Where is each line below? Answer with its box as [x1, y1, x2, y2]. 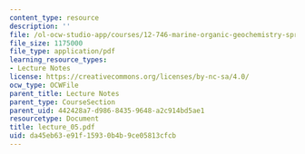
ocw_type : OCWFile [9, 81, 79, 90]
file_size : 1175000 [9, 38, 84, 48]
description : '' [9, 22, 71, 31]
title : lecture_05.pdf [9, 123, 95, 132]
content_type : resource [9, 13, 100, 23]
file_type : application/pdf [9, 47, 116, 56]
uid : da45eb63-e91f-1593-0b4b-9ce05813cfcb [9, 131, 177, 140]
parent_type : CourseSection [9, 97, 116, 107]
